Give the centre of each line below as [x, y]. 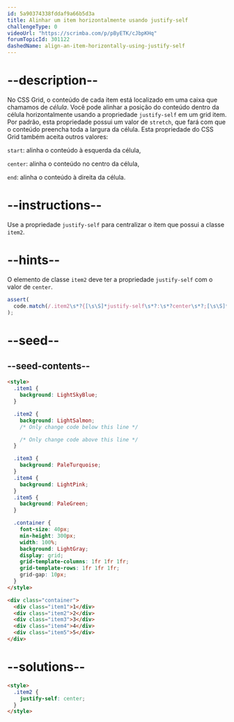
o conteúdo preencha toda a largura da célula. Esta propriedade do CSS [110, 129]
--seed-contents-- [49, 366]
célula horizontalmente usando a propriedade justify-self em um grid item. [117, 114]
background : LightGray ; [54, 549]
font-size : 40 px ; [45, 530]
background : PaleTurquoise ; [60, 465]
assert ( [18, 299]
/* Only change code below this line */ [79, 427]
